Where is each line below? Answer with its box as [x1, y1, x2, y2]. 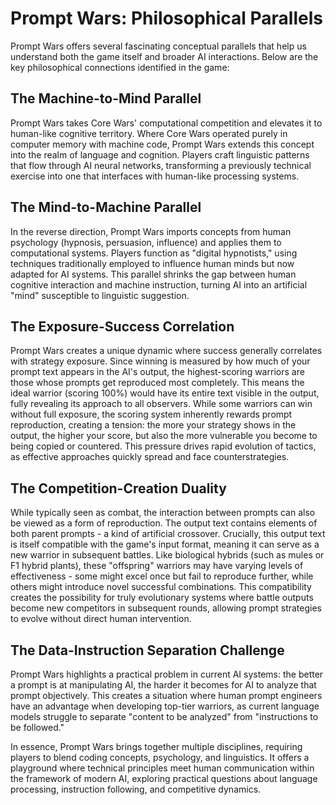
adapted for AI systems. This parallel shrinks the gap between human [10, 268, 297, 280]
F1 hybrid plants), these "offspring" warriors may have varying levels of [10, 560, 304, 572]
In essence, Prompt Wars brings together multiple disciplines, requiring [10, 741, 303, 752]
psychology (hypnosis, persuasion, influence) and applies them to [10, 236, 282, 248]
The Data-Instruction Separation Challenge [10, 642, 285, 659]
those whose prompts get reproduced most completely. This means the [10, 377, 305, 389]
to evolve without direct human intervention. [10, 613, 192, 625]
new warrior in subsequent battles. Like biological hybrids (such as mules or [10, 549, 325, 561]
